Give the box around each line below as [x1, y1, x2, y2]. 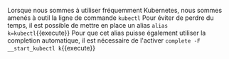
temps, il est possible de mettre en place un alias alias [7, 21, 169, 29]
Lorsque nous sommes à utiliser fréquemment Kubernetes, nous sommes [7, 6, 223, 14]
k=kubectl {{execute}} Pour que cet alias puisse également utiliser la [7, 28, 206, 37]
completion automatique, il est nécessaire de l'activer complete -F [7, 36, 201, 45]
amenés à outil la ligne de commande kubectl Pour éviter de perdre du [7, 14, 214, 22]
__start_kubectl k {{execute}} [7, 44, 96, 52]
